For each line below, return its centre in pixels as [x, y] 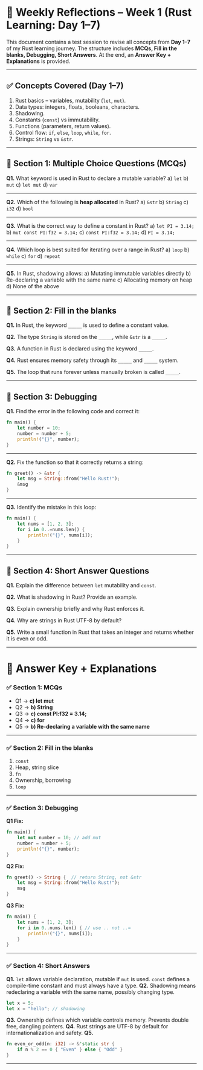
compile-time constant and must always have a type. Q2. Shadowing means [101, 985]
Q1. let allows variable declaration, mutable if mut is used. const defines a [98, 979]
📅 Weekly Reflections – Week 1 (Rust [99, 12]
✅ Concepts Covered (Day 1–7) [65, 86]
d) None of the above [33, 286]
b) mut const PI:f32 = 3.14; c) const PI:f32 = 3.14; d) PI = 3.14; [91, 232]
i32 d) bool [20, 208]
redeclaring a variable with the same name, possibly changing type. [91, 992]
